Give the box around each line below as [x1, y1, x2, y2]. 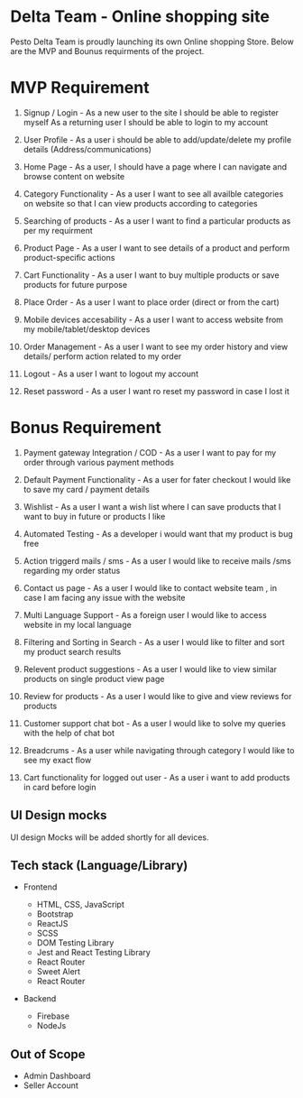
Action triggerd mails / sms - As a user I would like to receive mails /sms [23, 555, 291, 566]
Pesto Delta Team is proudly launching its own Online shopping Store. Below [10, 36, 294, 47]
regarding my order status [23, 565, 121, 576]
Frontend [23, 881, 58, 892]
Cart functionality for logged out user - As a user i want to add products [23, 771, 290, 782]
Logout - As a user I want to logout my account [23, 368, 199, 379]
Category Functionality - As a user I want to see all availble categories [23, 188, 284, 199]
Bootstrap [36, 909, 74, 919]
